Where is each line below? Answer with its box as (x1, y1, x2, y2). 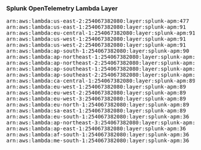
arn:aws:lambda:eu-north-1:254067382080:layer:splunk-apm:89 (6, 102, 190, 108)
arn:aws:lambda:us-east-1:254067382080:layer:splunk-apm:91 (6, 24, 187, 30)
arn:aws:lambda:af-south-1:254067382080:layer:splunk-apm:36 (6, 131, 190, 138)
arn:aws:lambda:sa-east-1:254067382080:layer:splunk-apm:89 (6, 108, 187, 114)
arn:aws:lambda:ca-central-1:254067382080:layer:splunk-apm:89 (6, 78, 196, 84)
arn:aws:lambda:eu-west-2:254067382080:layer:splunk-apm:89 (6, 90, 187, 96)
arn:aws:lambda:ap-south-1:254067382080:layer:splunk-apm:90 (6, 48, 190, 54)
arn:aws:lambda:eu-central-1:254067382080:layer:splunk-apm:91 (6, 30, 196, 36)
